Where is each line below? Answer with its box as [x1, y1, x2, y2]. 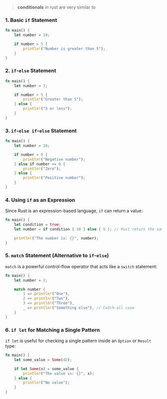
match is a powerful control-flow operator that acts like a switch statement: [5, 263, 158, 269]
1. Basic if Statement [5, 16, 57, 23]
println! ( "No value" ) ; [23, 380, 70, 386]
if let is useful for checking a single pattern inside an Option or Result [5, 338, 152, 344]
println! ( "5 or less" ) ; [23, 106, 72, 111]
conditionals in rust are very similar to [17, 4, 96, 10]
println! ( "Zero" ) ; [23, 166, 61, 171]
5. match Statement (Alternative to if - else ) [5, 252, 109, 259]
